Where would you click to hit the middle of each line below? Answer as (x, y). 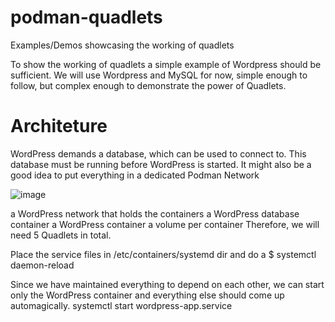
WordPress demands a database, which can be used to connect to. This (158, 153)
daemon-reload (42, 265)
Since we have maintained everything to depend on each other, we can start (167, 284)
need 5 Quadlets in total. (61, 235)
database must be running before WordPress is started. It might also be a (161, 164)
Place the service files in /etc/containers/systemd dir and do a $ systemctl (163, 254)
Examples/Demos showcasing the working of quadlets (122, 45)
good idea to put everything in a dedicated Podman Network (135, 175)
